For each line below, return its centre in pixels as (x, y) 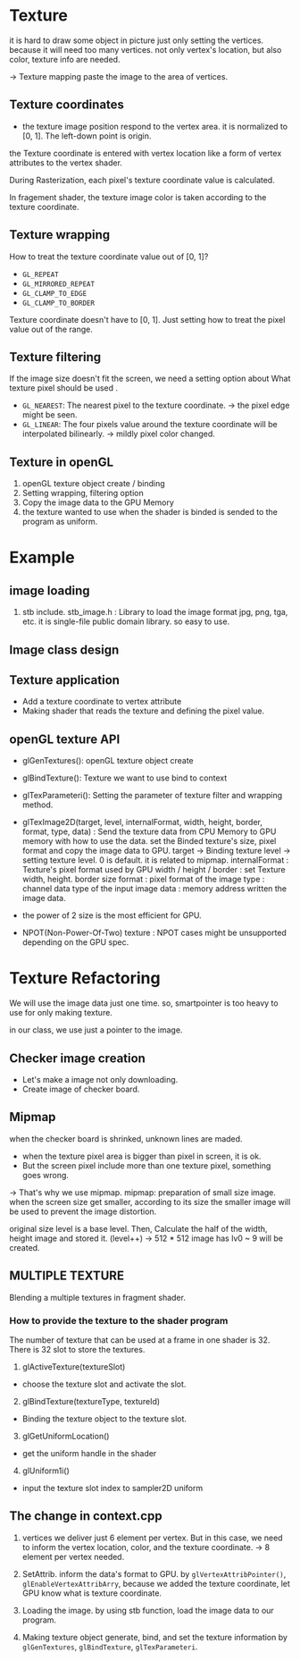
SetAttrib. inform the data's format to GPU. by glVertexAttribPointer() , (154, 1573)
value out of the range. (51, 329)
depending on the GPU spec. (75, 942)
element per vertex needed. (73, 1556)
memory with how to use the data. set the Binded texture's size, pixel (149, 841)
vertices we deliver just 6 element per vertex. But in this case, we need (152, 1538)
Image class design (64, 649)
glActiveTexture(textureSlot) (74, 1366)
